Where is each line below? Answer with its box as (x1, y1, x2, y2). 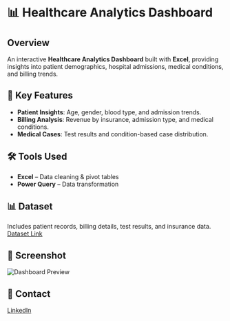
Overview (7, 37, 50, 48)
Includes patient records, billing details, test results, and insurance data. (7, 222, 211, 231)
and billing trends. (7, 70, 59, 78)
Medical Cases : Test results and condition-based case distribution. (17, 130, 209, 138)
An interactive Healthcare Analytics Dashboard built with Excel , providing (7, 55, 219, 63)
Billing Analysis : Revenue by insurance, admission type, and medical (17, 115, 213, 123)
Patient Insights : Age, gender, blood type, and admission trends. (17, 107, 202, 116)
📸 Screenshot (7, 249, 67, 261)
